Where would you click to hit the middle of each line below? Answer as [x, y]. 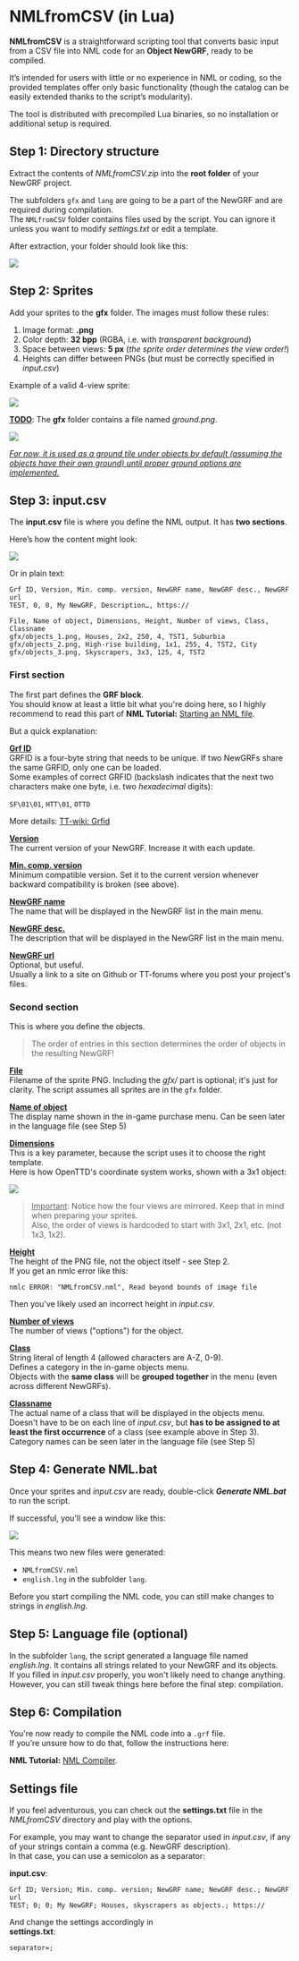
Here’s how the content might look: [74, 540]
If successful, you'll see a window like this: [88, 1518]
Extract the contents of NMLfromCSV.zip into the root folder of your [134, 173]
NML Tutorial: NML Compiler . [63, 1761]
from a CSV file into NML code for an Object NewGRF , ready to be [131, 50]
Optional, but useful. [47, 965]
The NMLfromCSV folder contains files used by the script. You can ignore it [142, 219]
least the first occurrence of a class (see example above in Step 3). [134, 1432]
